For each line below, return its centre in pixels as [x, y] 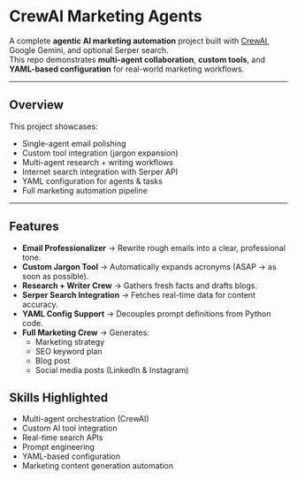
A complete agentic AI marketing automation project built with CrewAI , [139, 41]
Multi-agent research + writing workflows [98, 162]
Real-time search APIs [62, 438]
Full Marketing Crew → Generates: [86, 332]
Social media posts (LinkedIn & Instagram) [112, 370]
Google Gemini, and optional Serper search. [89, 50]
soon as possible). [55, 276]
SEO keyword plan [69, 351]
